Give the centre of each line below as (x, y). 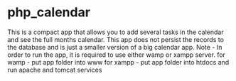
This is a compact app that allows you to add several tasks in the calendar (116, 32)
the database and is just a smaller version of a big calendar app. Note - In (115, 47)
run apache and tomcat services (55, 70)
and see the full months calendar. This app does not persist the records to (116, 39)
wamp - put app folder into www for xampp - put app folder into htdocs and (118, 62)
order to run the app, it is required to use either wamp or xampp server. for (117, 55)
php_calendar (49, 12)
